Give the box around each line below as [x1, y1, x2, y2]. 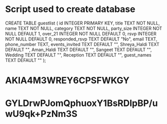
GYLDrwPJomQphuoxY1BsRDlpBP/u [5, 97, 158, 109]
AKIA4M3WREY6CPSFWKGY [5, 75, 130, 86]
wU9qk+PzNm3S [5, 108, 78, 119]
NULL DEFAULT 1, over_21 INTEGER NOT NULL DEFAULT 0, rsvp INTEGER [5, 30, 157, 36]
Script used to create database [5, 3, 136, 15]
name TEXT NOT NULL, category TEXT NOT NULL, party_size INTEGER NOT [5, 25, 163, 31]
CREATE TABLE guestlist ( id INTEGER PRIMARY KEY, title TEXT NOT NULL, [5, 20, 160, 26]
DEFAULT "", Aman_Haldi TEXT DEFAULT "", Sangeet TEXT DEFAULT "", [5, 46, 152, 52]
